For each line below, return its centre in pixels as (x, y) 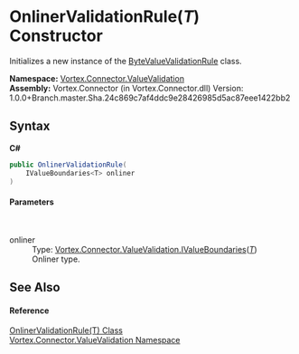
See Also (35, 287)
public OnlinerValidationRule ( (68, 165)
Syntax (30, 126)
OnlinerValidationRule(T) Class (66, 330)
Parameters (32, 202)
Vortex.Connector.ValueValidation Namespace (95, 340)
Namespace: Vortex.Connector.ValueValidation (97, 78)
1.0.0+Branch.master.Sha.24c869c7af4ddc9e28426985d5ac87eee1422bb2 (150, 98)
